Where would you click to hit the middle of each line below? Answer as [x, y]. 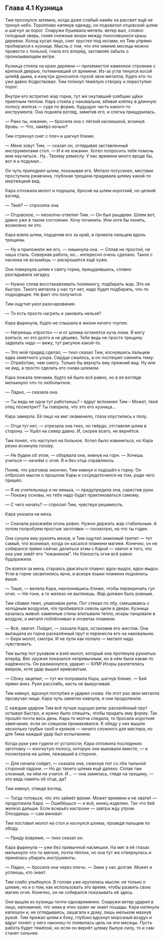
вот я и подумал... [24, 161]
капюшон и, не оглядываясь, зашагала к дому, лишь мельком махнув [78, 912]
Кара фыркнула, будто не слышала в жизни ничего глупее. [67, 322]
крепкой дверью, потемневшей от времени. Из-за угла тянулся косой [79, 71]
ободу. [12, 828]
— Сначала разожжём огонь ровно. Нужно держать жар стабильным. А [81, 523]
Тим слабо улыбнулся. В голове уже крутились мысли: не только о [75, 882]
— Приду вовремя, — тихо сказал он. [45, 838]
